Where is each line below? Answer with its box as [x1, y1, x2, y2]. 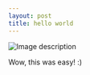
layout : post [8, 11, 52, 20]
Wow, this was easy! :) [8, 57, 83, 67]
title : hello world [8, 19, 74, 27]
